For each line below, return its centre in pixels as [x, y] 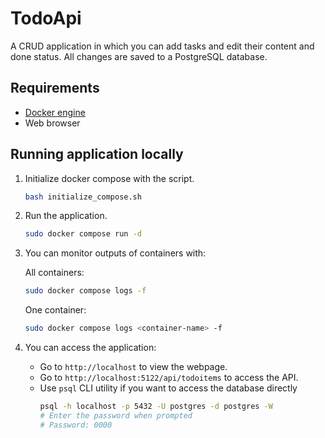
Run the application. [66, 216]
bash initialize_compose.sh [83, 197]
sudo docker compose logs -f [85, 291]
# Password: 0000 [76, 425]
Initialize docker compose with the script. [109, 178]
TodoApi [46, 18]
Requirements [55, 88]
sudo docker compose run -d [83, 234]
